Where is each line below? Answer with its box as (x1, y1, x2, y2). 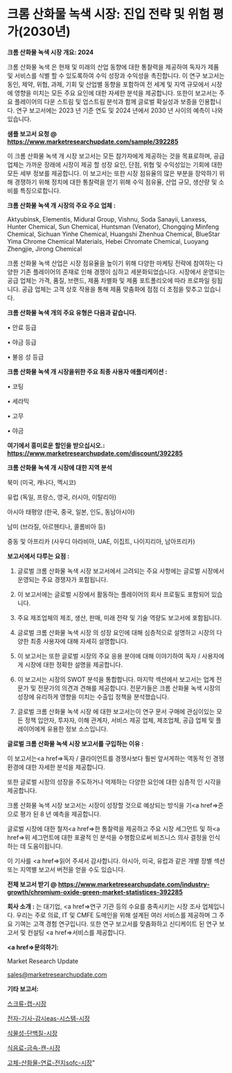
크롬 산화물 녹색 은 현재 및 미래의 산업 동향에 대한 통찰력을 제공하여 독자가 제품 (7, 63, 220, 71)
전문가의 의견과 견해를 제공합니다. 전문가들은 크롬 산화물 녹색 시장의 (37, 683, 221, 692)
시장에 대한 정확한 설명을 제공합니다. (24, 660, 123, 669)
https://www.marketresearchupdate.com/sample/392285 (7, 137, 179, 146)
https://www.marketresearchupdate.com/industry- (57, 880, 210, 888)
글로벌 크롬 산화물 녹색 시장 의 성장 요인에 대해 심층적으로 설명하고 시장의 (17, 628, 215, 636)
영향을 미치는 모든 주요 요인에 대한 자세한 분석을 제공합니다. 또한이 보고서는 (14, 88, 218, 97)
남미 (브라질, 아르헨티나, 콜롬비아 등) (7, 522, 106, 531)
